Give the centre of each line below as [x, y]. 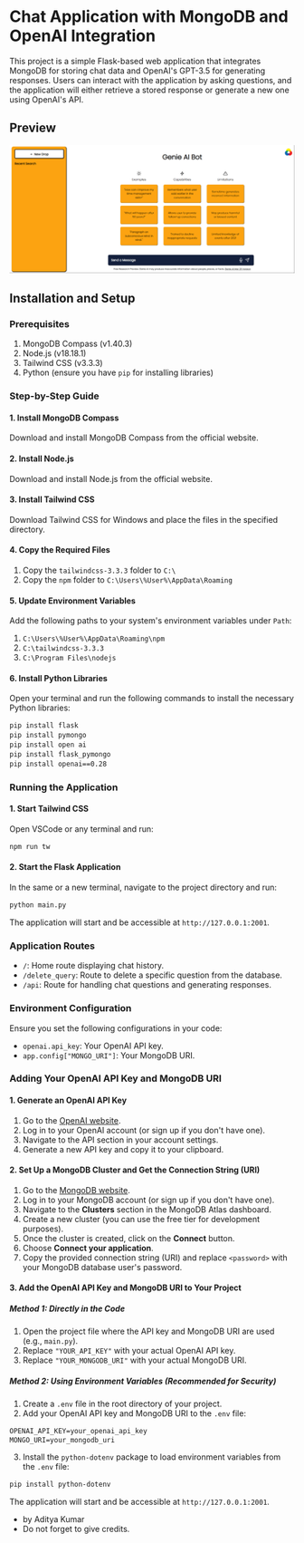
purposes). [43, 1229]
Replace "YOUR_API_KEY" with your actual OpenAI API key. [129, 1351]
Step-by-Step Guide [54, 396]
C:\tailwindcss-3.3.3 [63, 649]
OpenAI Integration [83, 36]
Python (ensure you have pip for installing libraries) [118, 372]
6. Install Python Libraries [59, 678]
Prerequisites [39, 323]
